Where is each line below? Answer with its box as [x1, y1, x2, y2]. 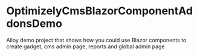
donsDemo [6, 17, 62, 30]
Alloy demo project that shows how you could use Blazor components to [6, 36, 187, 43]
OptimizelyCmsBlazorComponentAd [6, 4, 193, 18]
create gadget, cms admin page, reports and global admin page [6, 43, 165, 50]
